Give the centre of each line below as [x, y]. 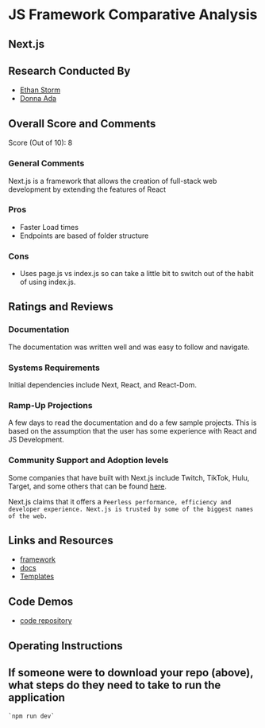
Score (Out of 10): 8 [40, 143]
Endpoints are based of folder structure [84, 236]
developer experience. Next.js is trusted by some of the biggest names [131, 509]
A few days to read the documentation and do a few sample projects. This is [132, 422]
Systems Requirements [54, 368]
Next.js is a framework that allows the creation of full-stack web [113, 181]
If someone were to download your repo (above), [131, 673]
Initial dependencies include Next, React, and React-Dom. [102, 385]
